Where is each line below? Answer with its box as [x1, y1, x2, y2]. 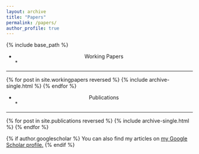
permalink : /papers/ [6, 20, 57, 25]
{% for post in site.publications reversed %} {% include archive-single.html [6, 117, 190, 124]
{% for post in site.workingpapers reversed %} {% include [6, 76, 148, 84]
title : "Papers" [6, 14, 46, 20]
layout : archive [6, 8, 46, 15]
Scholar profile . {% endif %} [6, 142, 75, 149]
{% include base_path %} [6, 41, 69, 49]
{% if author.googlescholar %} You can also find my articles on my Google [6, 135, 188, 142]
